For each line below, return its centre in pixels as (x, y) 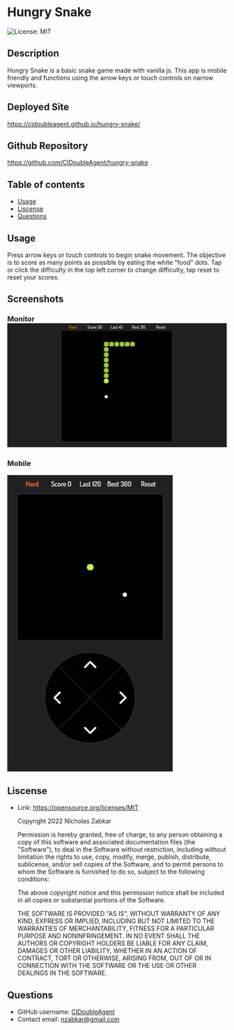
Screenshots (36, 299)
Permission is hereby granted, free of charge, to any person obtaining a (120, 834)
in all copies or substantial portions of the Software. (91, 900)
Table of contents (46, 185)
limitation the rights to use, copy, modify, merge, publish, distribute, (114, 857)
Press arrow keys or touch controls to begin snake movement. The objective (117, 255)
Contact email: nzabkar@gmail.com (68, 1020)
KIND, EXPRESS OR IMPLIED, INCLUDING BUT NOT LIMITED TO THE (116, 921)
